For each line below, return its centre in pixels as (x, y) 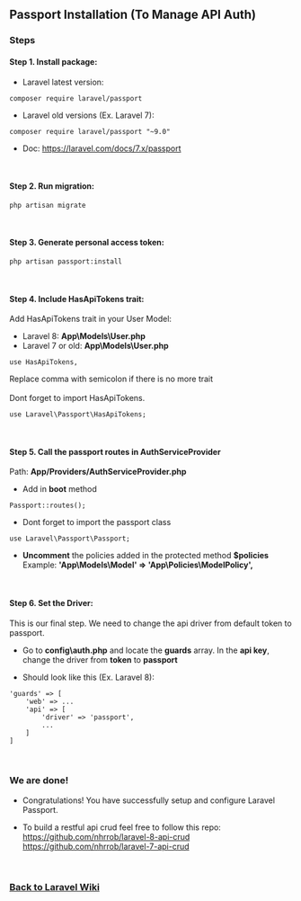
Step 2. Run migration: (52, 186)
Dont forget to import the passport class (97, 522)
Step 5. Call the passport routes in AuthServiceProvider (115, 451)
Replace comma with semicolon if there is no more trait (111, 379)
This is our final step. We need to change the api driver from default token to (150, 623)
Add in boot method (59, 489)
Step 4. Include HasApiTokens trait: (77, 299)
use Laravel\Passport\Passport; (70, 539)
